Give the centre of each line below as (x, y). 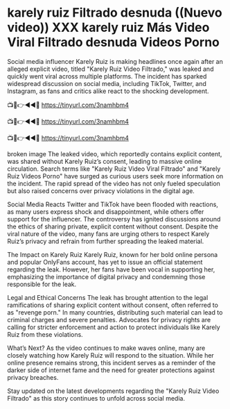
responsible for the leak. (42, 284)
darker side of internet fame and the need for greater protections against (111, 370)
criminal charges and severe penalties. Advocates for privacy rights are (109, 319)
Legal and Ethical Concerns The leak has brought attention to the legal (108, 297)
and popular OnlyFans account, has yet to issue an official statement (105, 262)
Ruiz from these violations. (45, 334)
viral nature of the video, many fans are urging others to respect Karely (108, 233)
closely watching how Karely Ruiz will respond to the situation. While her (111, 355)
